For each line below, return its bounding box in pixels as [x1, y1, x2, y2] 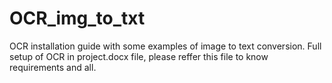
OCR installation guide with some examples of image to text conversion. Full [9, 40, 322, 52]
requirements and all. [9, 61, 97, 73]
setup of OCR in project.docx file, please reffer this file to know [9, 50, 269, 62]
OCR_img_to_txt [9, 7, 146, 30]
